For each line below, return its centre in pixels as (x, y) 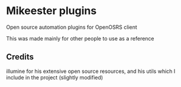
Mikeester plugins (51, 11)
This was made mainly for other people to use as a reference (80, 38)
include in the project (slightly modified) (55, 77)
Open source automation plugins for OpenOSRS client (72, 27)
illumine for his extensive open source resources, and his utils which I (91, 71)
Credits (20, 57)
